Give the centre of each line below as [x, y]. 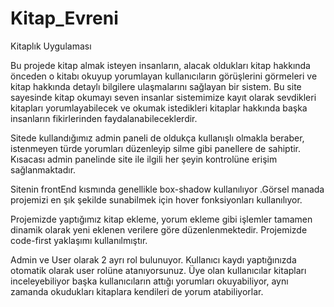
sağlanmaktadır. [43, 169]
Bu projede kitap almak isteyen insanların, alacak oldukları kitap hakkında [160, 65]
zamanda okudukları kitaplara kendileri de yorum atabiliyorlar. [137, 291]
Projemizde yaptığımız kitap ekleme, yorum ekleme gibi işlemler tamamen [161, 219]
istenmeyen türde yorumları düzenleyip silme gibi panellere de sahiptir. [156, 148]
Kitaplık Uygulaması [51, 46]
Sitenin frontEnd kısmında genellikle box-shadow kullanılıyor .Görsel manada [167, 189]
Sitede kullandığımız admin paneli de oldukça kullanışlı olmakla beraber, [157, 138]
